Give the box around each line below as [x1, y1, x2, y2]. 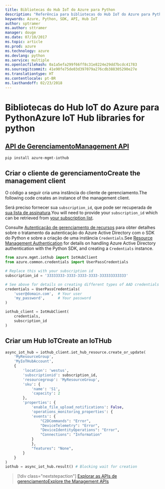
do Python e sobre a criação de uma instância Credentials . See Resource [5, 235, 153, 241]
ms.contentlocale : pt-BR [5, 76, 56, 81]
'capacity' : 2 [31, 391, 60, 396]
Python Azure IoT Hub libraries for [5, 112, 145, 123]
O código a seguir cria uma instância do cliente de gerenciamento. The [5, 190, 147, 196]
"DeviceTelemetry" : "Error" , [40, 423, 100, 428]
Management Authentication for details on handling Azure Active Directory [5, 240, 156, 246]
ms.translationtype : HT [5, 71, 54, 76]
